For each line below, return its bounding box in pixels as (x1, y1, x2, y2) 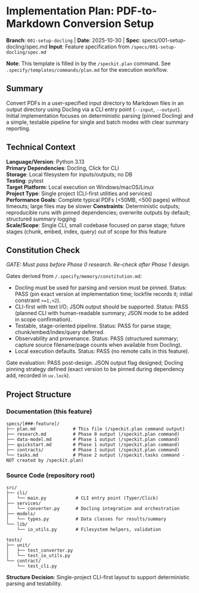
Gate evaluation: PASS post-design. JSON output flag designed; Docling (6, 359, 184, 366)
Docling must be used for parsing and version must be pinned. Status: (14, 284, 187, 291)
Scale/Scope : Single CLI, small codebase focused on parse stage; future (6, 221, 186, 228)
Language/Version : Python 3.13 (6, 158, 85, 165)
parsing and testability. (6, 580, 63, 587)
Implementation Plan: (6, 4, 114, 18)
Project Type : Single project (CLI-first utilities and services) (6, 189, 153, 197)
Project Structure (6, 389, 71, 399)
